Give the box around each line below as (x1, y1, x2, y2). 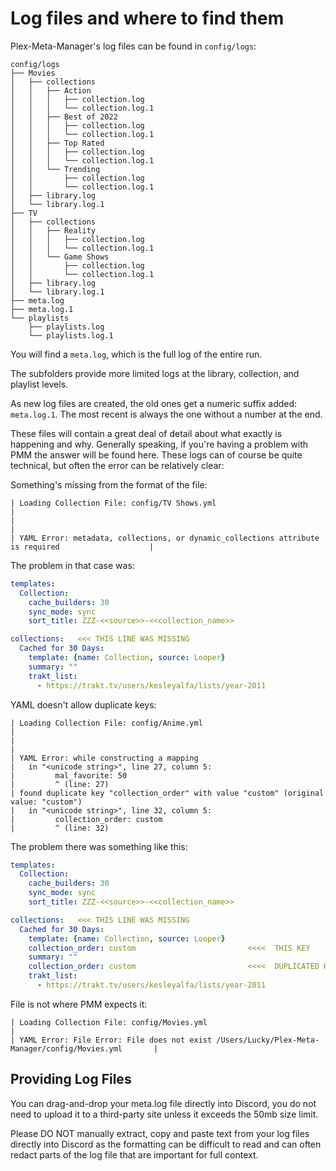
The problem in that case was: (10, 559, 135, 571)
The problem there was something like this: (10, 840, 188, 852)
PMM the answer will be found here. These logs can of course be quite (10, 448, 303, 461)
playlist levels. (10, 378, 69, 390)
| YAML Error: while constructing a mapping (10, 753, 199, 763)
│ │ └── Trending (10, 164, 101, 174)
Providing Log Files (10, 1071, 132, 1088)
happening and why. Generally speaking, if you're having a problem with (10, 438, 309, 450)
